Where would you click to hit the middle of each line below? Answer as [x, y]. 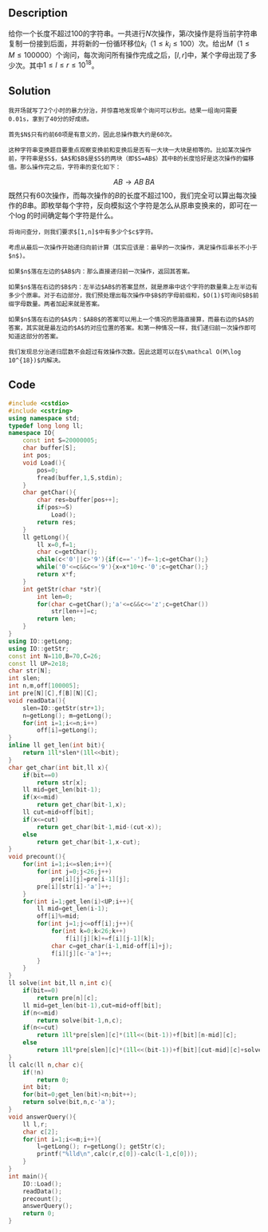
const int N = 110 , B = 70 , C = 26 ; [55, 656]
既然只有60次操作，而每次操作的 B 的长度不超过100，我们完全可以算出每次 [129, 196]
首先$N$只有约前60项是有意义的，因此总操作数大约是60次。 [92, 135]
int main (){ [28, 1176]
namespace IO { [32, 433]
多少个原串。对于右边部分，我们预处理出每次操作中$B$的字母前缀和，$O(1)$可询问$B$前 [134, 296]
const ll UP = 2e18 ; [39, 664]
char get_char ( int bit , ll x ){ [59, 768]
